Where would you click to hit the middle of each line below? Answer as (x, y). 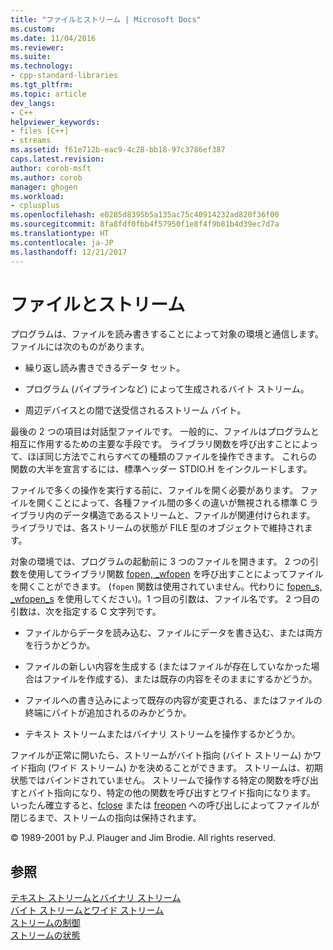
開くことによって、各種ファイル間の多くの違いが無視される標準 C (172, 503)
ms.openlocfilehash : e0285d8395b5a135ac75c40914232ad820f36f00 (145, 215)
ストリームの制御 (45, 923)
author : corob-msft (51, 168)
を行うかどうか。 (60, 645)
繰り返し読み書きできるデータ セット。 (105, 368)
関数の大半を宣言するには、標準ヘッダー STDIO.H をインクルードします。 (161, 469)
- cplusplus (35, 206)
